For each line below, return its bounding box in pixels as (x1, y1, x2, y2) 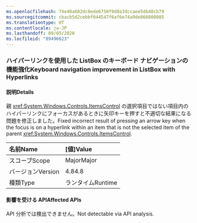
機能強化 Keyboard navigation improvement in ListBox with (6, 65, 175, 74)
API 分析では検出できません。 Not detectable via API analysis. (6, 210, 155, 218)
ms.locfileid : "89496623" (6, 36, 69, 42)
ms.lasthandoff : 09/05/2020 (6, 31, 75, 36)
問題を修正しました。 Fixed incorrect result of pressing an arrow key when (6, 117, 186, 124)
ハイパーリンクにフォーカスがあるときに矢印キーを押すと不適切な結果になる (6, 110, 192, 117)
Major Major (65, 157, 97, 165)
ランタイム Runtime (65, 179, 118, 187)
